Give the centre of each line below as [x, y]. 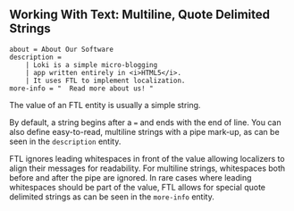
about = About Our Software [62, 49]
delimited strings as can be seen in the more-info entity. [112, 197]
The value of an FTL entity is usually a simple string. [105, 105]
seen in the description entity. [65, 141]
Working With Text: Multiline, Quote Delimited [140, 15]
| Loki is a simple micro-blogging [92, 65]
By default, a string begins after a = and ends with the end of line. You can [145, 122]
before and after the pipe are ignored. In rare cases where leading [130, 177]
